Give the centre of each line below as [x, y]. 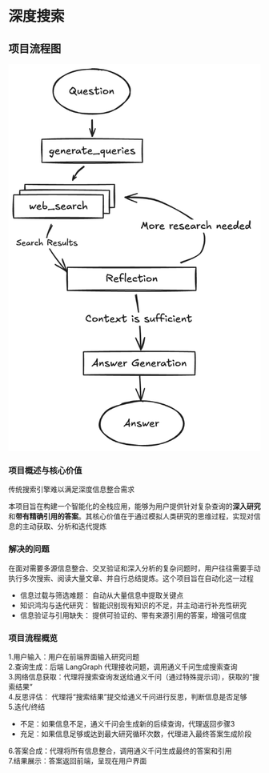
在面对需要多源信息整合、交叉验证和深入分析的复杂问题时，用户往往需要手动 [134, 568]
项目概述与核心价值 [45, 471]
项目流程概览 [33, 638]
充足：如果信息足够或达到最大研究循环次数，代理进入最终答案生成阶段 [136, 734]
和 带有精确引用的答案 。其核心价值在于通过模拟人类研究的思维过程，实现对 [131, 516]
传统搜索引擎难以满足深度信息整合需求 [71, 490]
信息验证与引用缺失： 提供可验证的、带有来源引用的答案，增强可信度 [133, 615]
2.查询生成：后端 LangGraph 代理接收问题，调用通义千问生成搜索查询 [123, 667]
